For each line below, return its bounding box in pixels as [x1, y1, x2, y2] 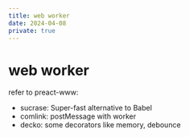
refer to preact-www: [8, 87, 79, 97]
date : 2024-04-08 [8, 19, 67, 27]
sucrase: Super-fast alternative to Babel [19, 103, 153, 113]
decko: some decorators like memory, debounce [19, 120, 181, 130]
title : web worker [8, 11, 70, 20]
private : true [8, 26, 56, 34]
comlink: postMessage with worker [19, 111, 137, 121]
